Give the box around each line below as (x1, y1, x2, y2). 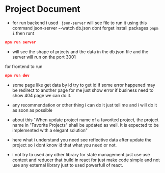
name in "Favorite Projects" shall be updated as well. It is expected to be (12, 122, 159, 128)
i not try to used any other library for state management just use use (12, 151, 150, 157)
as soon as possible (12, 107, 53, 113)
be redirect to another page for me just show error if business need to (12, 87, 154, 93)
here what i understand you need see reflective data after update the (12, 137, 152, 142)
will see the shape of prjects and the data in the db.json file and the (12, 48, 149, 55)
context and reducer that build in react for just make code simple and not (12, 157, 160, 163)
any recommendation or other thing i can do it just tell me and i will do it (12, 102, 157, 108)
